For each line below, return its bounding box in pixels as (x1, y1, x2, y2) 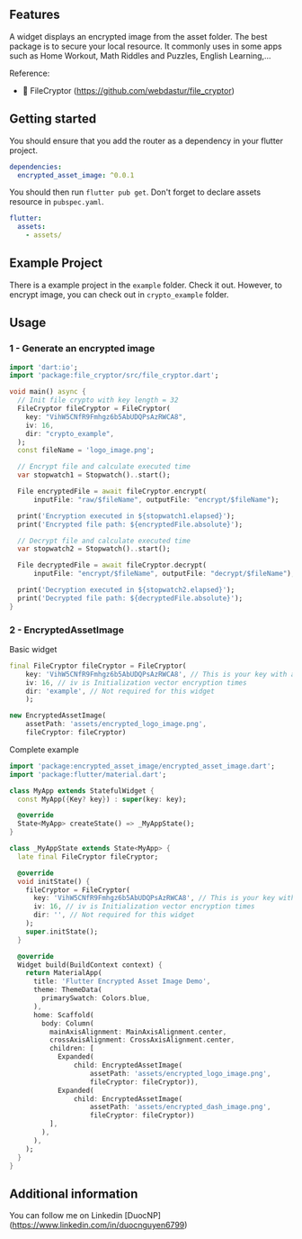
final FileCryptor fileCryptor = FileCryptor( (9, 661, 187, 670)
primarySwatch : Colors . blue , (41, 994, 151, 1003)
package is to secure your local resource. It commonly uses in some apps (9, 41, 282, 51)
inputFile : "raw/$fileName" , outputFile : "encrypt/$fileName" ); (32, 495, 280, 504)
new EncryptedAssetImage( (9, 711, 106, 720)
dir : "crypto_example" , (25, 429, 115, 438)
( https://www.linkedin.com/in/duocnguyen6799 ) (9, 1220, 188, 1231)
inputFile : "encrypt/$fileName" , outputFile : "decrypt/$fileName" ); (32, 569, 296, 579)
